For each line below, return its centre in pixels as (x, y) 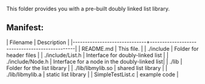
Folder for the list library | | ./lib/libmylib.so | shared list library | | (87, 68)
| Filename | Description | (38, 42)
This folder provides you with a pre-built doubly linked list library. (88, 9)
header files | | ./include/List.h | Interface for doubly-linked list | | (88, 55)
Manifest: (25, 27)
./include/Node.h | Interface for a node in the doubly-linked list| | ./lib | (94, 61)
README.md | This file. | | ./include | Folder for (140, 48)
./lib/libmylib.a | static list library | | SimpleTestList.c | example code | (92, 74)
